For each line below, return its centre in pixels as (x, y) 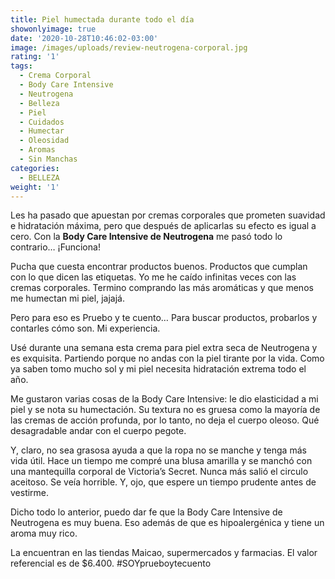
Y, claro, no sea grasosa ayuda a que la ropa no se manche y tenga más (158, 450)
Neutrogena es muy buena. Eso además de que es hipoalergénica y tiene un (167, 523)
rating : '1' (35, 57)
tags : (21, 66)
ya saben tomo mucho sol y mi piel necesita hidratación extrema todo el (158, 369)
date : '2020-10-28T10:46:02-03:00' (84, 38)
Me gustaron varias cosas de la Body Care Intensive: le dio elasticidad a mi (164, 399)
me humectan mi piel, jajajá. (67, 298)
